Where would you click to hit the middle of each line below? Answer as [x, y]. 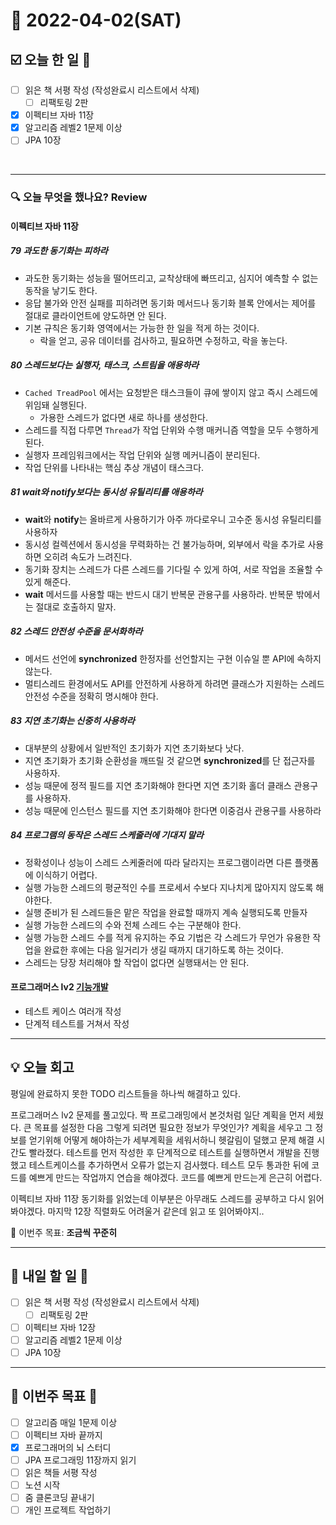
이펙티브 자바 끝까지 [63, 1435]
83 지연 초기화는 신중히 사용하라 [72, 721]
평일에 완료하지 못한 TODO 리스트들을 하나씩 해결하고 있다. [125, 1093]
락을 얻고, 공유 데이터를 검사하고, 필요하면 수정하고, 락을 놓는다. [163, 340]
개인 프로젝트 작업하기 [68, 1510]
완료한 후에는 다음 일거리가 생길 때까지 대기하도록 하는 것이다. [163, 950]
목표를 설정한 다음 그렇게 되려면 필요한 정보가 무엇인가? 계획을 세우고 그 [173, 1127]
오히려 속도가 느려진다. [88, 556]
